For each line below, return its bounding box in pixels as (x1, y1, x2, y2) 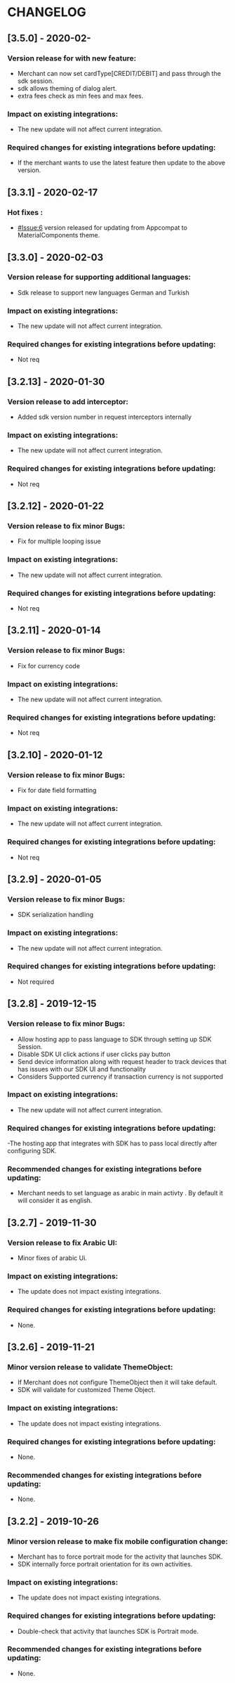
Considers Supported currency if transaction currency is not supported (17, 1072, 223, 1081)
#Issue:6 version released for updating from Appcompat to (17, 223, 188, 232)
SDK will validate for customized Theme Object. (17, 1386, 156, 1394)
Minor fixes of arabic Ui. (17, 1254, 88, 1262)
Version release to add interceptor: (7, 396, 128, 406)
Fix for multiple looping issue (17, 537, 102, 545)
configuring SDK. (7, 1147, 58, 1155)
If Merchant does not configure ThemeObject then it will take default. (17, 1378, 217, 1386)
